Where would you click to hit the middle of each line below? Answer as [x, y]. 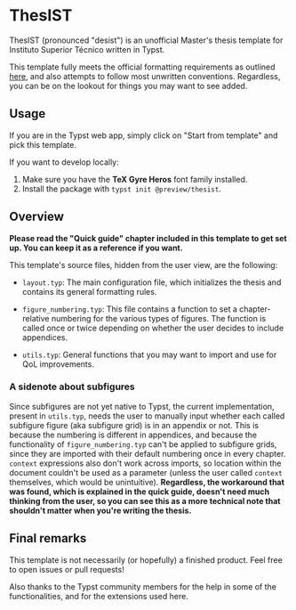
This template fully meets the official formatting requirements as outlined [142, 67]
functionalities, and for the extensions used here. [99, 596]
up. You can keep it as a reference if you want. [96, 248]
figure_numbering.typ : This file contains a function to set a [130, 309]
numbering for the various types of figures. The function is [159, 318]
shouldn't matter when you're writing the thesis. [100, 510]
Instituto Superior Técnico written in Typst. [87, 49]
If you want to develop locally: [64, 162]
